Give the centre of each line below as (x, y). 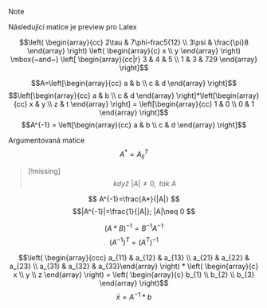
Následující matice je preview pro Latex (73, 27)
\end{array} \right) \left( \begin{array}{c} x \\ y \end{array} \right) (134, 51)
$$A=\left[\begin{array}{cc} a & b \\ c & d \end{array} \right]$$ (134, 83)
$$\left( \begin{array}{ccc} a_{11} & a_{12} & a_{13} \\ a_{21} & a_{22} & (134, 257)
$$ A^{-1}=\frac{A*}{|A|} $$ (134, 199)
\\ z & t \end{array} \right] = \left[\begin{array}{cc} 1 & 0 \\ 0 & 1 (151, 104)
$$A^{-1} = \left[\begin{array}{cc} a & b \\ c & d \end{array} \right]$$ (134, 125)
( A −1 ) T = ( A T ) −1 (134, 242)
